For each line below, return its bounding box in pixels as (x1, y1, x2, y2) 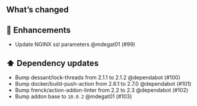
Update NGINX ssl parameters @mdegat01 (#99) (14, 41, 136, 48)
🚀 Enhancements (6, 25, 71, 35)
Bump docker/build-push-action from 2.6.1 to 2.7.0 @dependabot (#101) (14, 80, 192, 88)
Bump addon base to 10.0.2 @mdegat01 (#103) (14, 93, 132, 100)
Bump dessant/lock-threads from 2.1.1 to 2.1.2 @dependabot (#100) (14, 74, 181, 81)
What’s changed (6, 5, 69, 15)
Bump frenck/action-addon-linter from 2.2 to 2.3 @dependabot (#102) (14, 86, 189, 94)
